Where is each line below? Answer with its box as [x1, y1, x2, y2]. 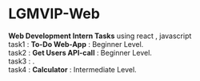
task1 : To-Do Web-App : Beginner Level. [8, 39, 144, 48]
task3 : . [8, 56, 35, 66]
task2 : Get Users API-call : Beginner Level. [8, 48, 152, 57]
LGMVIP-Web [8, 5, 100, 23]
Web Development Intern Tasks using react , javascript [8, 31, 192, 40]
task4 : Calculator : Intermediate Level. [8, 64, 138, 74]
